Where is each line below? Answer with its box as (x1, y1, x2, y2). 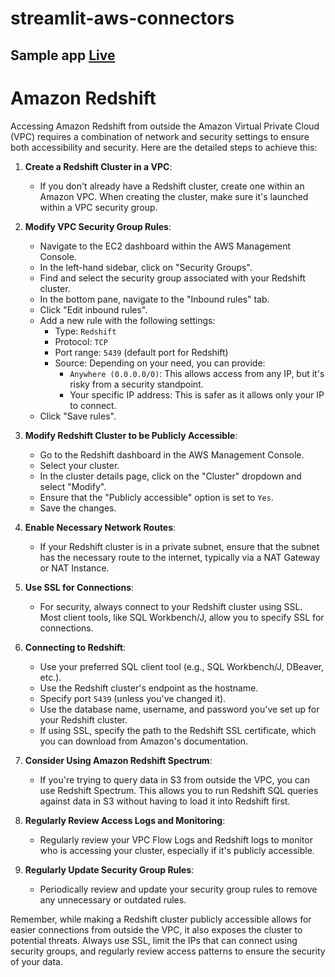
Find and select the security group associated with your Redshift (39, 272, 306, 284)
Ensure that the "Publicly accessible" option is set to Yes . (39, 491, 274, 503)
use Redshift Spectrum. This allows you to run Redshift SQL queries (39, 784, 319, 796)
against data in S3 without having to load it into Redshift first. (39, 795, 291, 807)
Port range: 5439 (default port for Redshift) (54, 346, 229, 358)
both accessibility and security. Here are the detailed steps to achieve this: (10, 141, 318, 153)
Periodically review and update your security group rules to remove (39, 883, 318, 895)
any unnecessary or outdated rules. (39, 893, 187, 906)
